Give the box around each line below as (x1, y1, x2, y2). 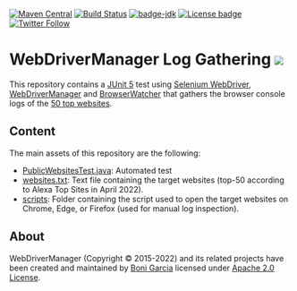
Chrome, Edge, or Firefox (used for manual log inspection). (21, 202, 240, 214)
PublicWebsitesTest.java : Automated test (21, 165, 173, 175)
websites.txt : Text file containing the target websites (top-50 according (21, 175, 284, 185)
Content (9, 124, 56, 139)
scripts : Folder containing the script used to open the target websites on (21, 193, 289, 204)
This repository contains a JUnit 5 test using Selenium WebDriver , (9, 79, 252, 90)
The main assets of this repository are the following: (9, 148, 201, 158)
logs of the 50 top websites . (9, 98, 113, 108)
